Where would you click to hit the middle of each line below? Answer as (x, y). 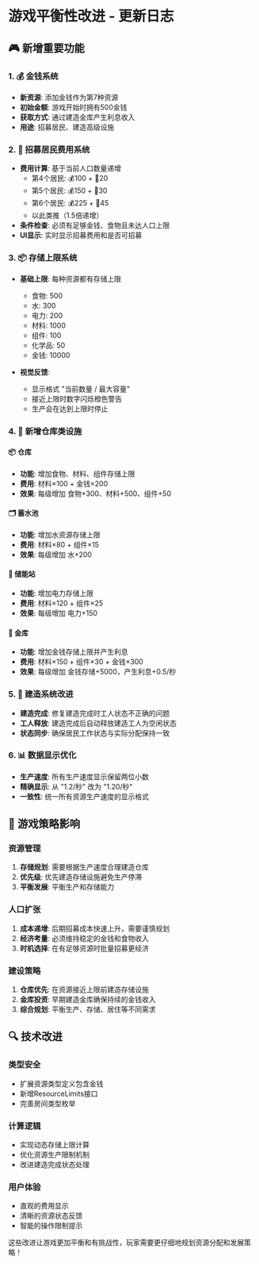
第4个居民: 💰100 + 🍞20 (70, 179)
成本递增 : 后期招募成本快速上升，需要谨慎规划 (95, 928)
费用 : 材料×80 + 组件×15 (59, 544)
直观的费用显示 (44, 1206)
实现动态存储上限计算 (54, 1145)
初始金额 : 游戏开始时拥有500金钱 (73, 107)
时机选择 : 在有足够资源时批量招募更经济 (84, 948)
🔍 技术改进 (36, 1037)
